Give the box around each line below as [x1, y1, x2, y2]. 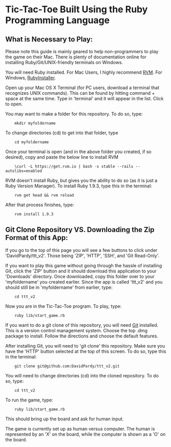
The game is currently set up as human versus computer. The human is [5, 425, 155, 432]
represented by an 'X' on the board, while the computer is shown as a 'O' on [5, 431, 166, 437]
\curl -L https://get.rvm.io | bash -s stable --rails [14, 164, 134, 169]
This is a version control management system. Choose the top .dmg [5, 327, 148, 333]
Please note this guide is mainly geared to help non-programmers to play [5, 49, 159, 54]
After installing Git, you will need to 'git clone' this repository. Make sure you [5, 343, 165, 349]
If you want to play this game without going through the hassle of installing [5, 262, 162, 268]
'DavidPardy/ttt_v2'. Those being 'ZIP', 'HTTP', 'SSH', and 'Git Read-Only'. [5, 252, 160, 259]
